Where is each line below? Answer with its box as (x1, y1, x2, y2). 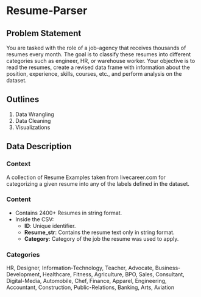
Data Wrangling (15, 111, 55, 118)
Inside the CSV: (15, 215, 54, 223)
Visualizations (15, 123, 51, 131)
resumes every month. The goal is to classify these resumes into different (6, 51, 191, 58)
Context (6, 159, 31, 168)
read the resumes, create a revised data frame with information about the (6, 64, 190, 71)
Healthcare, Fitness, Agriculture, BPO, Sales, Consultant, (42, 271, 185, 278)
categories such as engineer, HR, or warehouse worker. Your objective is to (6, 57, 196, 64)
